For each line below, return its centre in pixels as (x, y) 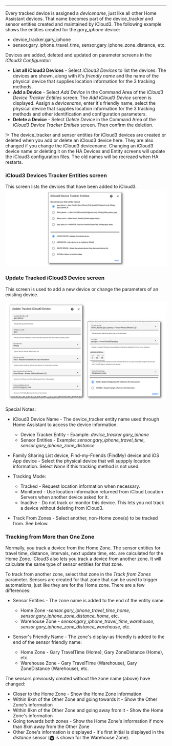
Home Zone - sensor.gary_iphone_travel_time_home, (75, 610)
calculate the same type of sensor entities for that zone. (64, 564)
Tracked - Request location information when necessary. (80, 486)
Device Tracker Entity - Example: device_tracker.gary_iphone (85, 434)
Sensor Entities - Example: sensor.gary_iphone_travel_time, (83, 440)
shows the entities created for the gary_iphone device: (63, 30)
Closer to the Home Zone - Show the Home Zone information (77, 694)
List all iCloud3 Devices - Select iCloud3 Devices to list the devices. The (89, 70)
